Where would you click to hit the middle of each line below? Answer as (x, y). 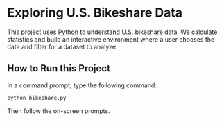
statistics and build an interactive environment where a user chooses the (111, 39)
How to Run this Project (59, 68)
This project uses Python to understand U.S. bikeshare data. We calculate (112, 32)
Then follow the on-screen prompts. (59, 111)
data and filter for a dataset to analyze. (62, 46)
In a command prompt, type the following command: (82, 85)
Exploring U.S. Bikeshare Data (95, 13)
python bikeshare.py (37, 98)
